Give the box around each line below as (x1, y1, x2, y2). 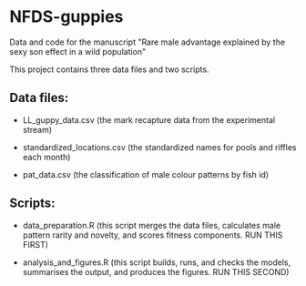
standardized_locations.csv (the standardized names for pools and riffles (22, 141, 297, 152)
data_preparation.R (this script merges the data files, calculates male (22, 220, 281, 230)
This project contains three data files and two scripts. (9, 64, 209, 75)
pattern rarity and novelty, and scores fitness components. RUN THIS (22, 230, 283, 240)
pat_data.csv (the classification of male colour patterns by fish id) (22, 169, 270, 179)
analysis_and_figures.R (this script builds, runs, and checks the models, (22, 257, 291, 268)
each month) (22, 151, 71, 162)
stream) (22, 124, 53, 135)
